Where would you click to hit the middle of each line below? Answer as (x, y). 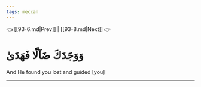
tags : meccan (22, 12)
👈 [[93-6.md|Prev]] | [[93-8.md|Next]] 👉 (59, 29)
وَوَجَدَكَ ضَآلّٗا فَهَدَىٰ (45, 55)
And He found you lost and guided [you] (56, 72)
